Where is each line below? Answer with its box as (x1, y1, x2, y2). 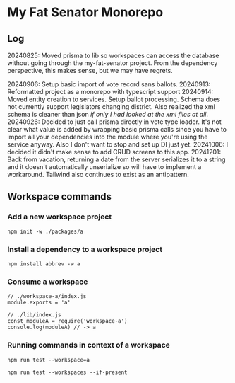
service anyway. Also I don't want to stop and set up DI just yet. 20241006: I (7, 140, 228, 149)
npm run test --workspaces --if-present (7, 369, 128, 376)
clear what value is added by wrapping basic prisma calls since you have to (7, 125, 227, 133)
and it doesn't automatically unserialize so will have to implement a (7, 163, 202, 171)
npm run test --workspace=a (7, 356, 90, 363)
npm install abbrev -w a (7, 260, 80, 268)
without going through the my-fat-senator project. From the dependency (7, 59, 218, 67)
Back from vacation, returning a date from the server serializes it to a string (7, 155, 226, 164)
